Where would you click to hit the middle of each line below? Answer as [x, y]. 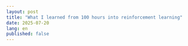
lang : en [17, 28]
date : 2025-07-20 [28, 23]
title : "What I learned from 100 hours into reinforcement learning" [95, 17]
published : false [28, 34]
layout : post [22, 12]
